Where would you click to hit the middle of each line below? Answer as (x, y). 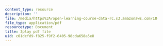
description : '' (21, 14)
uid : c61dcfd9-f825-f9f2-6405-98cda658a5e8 (50, 36)
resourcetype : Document (29, 27)
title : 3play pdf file (28, 32)
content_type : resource (29, 9)
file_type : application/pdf (33, 23)
